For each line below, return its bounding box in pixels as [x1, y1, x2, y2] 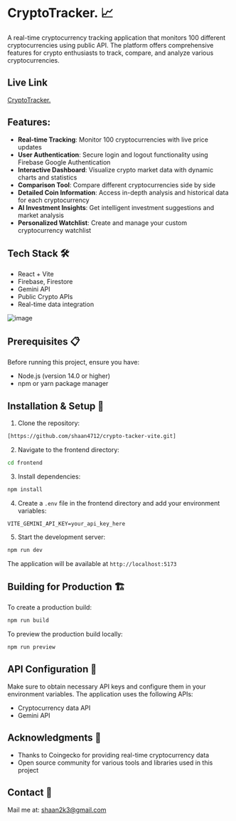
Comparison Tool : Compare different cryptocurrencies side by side [17, 180, 215, 189]
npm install [7, 486, 43, 493]
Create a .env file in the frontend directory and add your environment [17, 498, 220, 507]
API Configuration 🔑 [7, 663, 97, 676]
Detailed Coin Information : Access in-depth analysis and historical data [17, 188, 229, 197]
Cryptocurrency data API [17, 704, 91, 712]
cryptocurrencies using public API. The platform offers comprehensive [7, 41, 214, 49]
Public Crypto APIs [17, 293, 73, 301]
